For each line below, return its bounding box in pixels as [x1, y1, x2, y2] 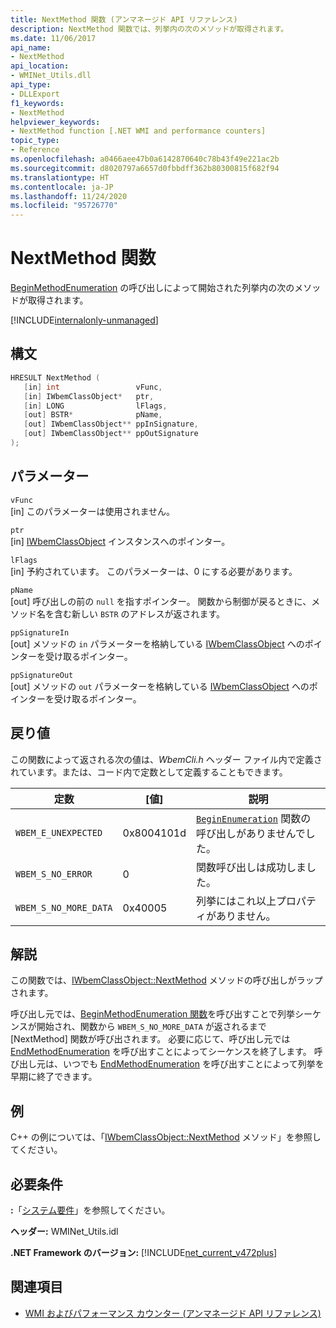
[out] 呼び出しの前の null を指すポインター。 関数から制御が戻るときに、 [10, 595, 312, 607]
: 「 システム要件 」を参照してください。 [10, 1204, 171, 1216]
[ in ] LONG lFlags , [23, 401, 168, 411]
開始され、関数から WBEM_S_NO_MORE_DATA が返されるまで [36, 1021, 267, 1033]
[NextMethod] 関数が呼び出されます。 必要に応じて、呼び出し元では [10, 1033, 291, 1045]
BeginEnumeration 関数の [196, 811, 312, 825]
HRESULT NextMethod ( [10, 372, 101, 383]
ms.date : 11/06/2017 [10, 33, 97, 43]
